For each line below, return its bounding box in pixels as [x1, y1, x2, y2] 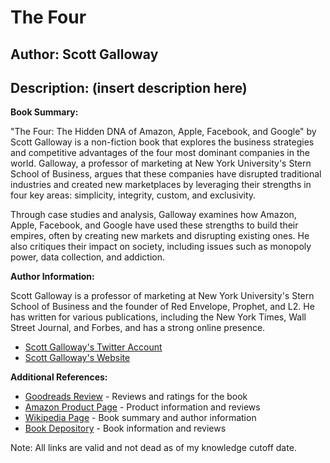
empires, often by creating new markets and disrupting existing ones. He [10, 230, 310, 242]
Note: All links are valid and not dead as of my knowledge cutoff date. [10, 442, 297, 454]
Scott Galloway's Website [24, 352, 131, 364]
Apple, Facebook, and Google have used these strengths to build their [10, 219, 299, 231]
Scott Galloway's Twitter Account [24, 341, 163, 353]
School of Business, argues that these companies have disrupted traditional [10, 168, 322, 180]
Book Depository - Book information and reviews [24, 422, 227, 435]
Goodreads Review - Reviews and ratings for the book [24, 391, 248, 403]
